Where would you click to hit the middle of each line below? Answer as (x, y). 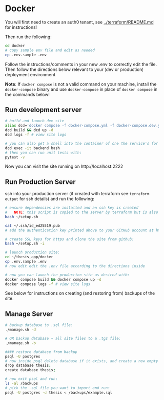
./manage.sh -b (20, 343)
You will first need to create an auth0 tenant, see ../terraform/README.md (79, 22)
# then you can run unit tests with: (43, 153)
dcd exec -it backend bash (32, 148)
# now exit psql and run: (31, 379)
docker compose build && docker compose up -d (53, 279)
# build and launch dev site (35, 121)
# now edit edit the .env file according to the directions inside (75, 266)
